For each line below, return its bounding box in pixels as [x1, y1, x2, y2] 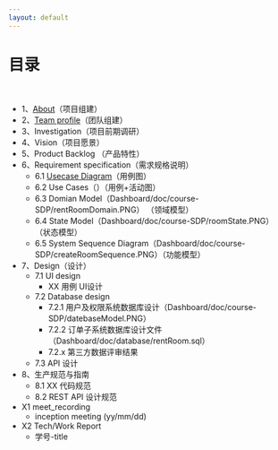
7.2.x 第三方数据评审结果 [47, 346, 139, 357]
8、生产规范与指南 [21, 368, 90, 379]
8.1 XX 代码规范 [34, 380, 91, 391]
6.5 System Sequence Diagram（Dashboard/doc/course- [34, 238, 246, 248]
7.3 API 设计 [34, 358, 79, 368]
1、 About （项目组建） [21, 103, 102, 114]
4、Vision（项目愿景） [21, 136, 105, 148]
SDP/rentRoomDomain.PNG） [34, 203, 145, 215]
